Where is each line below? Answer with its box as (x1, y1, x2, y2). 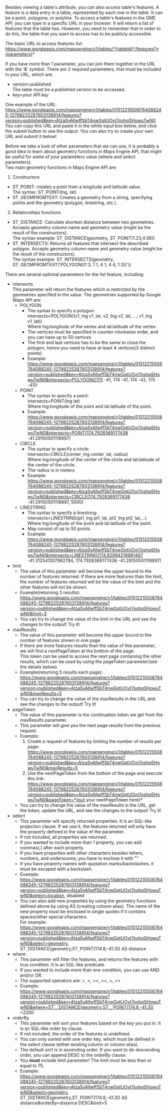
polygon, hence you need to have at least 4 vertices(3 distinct (27, 345, 155, 351)
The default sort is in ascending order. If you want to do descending (19, 1047, 160, 1052)
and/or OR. (19, 972, 42, 978)
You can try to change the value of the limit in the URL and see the (19, 616, 156, 622)
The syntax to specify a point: (27, 393, 89, 398)
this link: (27, 776, 45, 781)
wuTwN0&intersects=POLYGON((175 (27, 377, 103, 382)
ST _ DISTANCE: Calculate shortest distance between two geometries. (12, 219, 155, 225)
